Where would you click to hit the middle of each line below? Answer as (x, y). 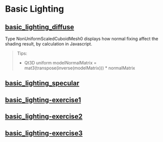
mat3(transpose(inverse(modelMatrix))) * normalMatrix (80, 68)
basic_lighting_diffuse (40, 27)
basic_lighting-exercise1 (43, 100)
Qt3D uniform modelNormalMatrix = (60, 63)
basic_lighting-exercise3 (44, 133)
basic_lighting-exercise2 (44, 116)
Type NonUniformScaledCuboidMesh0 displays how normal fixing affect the (82, 39)
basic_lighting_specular (42, 83)
